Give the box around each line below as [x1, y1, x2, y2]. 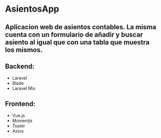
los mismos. [5, 45, 43, 54]
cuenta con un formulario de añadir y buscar [5, 30, 143, 39]
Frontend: [5, 99, 36, 108]
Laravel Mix [12, 85, 36, 91]
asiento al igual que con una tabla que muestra [5, 38, 150, 46]
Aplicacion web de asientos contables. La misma [5, 23, 157, 31]
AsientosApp [5, 3, 60, 15]
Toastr [12, 123, 25, 129]
